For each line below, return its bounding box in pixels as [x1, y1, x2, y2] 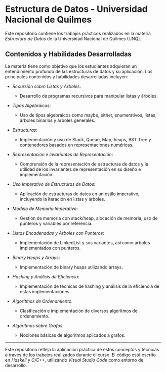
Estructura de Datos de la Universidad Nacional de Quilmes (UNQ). [5, 36, 142, 42]
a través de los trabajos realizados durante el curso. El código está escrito [5, 352, 156, 358]
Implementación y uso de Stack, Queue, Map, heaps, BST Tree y [19, 136, 152, 142]
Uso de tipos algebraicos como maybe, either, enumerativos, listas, [19, 112, 157, 118]
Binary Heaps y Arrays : [12, 254, 60, 261]
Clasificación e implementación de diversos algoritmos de [19, 308, 138, 314]
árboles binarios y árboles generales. [19, 117, 95, 123]
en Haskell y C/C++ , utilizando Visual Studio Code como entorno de [5, 357, 144, 363]
